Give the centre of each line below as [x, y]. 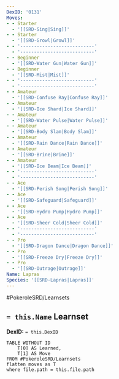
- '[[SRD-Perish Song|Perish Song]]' [60, 189]
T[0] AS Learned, [40, 348]
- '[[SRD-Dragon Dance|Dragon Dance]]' [63, 246]
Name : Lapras [23, 274]
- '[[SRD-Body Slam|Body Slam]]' [55, 132]
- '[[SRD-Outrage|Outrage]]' [49, 269]
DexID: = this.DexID [32, 331]
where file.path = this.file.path [51, 369]
